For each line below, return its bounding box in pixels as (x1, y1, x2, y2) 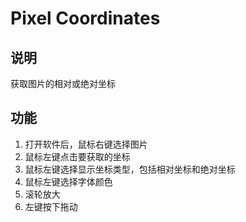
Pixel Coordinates (10, 7, 161, 30)
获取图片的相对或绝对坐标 (10, 78, 116, 89)
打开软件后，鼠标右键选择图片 (24, 138, 148, 150)
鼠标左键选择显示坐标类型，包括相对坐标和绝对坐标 (24, 163, 236, 175)
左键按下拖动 (24, 200, 78, 212)
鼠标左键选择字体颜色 (24, 175, 113, 187)
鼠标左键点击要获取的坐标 (24, 150, 131, 162)
